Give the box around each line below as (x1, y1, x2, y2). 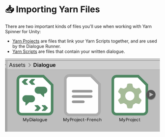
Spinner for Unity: (5, 28, 41, 34)
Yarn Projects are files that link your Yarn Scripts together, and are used (12, 38, 157, 44)
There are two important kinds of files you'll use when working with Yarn (5, 23, 152, 29)
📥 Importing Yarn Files (5, 4, 100, 15)
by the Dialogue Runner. (12, 43, 61, 49)
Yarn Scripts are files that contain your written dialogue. (12, 48, 125, 54)
